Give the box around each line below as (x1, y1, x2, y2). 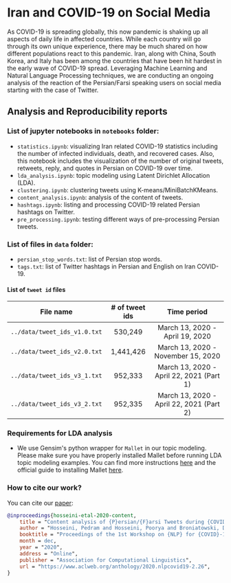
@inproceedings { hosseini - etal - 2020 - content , (7, 512, 137, 519)
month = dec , (19, 538, 57, 545)
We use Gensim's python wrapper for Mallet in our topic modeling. (16, 444, 207, 453)
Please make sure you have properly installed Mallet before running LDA (16, 451, 222, 459)
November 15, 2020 (154, 352, 221, 361)
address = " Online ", (19, 550, 78, 557)
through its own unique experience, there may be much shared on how (7, 42, 208, 50)
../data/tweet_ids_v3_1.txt (10, 372, 102, 380)
